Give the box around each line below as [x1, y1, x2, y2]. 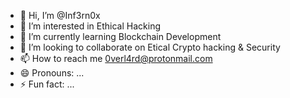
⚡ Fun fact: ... [19, 78, 75, 90]
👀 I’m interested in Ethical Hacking [19, 20, 161, 32]
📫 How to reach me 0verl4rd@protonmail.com [19, 53, 213, 64]
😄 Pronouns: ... [19, 67, 85, 79]
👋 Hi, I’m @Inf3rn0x [19, 10, 101, 21]
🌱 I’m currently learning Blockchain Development [19, 31, 222, 42]
